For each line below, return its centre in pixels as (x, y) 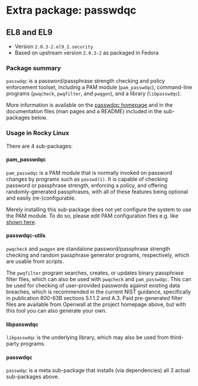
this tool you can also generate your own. (56, 311)
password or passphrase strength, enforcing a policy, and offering (87, 185)
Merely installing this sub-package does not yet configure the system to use (99, 209)
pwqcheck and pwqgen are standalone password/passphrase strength (88, 249)
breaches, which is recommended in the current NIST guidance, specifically (98, 292)
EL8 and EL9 (30, 32)
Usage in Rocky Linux (38, 133)
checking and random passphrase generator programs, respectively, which (98, 255)
